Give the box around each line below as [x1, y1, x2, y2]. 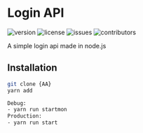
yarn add [7, 87, 33, 94]
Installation [7, 62, 57, 74]
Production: [7, 113, 42, 120]
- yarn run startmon [7, 106, 68, 113]
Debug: [7, 99, 27, 106]
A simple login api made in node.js [7, 41, 107, 50]
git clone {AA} [7, 80, 52, 87]
